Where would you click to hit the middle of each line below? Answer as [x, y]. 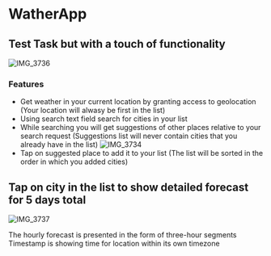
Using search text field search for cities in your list [104, 119]
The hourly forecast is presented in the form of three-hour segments [123, 235]
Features [26, 84]
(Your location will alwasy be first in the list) [93, 111]
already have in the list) [59, 145]
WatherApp [48, 14]
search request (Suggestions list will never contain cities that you [129, 136]
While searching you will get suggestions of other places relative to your [140, 128]
